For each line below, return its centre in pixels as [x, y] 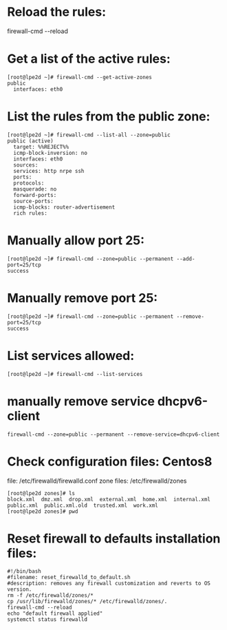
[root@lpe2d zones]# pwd [43, 511]
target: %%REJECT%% [41, 147]
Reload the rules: [57, 12]
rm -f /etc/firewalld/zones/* [51, 596]
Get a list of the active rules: [89, 59]
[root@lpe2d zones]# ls [41, 493]
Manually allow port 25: [76, 240]
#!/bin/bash [24, 571]
